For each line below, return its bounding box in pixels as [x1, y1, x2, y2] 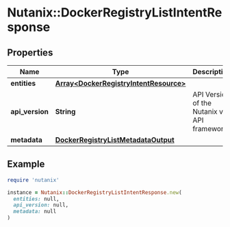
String [55, 107, 76, 116]
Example [7, 158, 45, 170]
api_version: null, [13, 202, 69, 208]
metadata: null [13, 208, 57, 215]
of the [192, 98, 212, 108]
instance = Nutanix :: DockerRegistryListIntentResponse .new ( [7, 189, 183, 196]
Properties [7, 47, 53, 58]
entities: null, [13, 195, 60, 202]
